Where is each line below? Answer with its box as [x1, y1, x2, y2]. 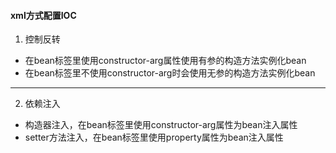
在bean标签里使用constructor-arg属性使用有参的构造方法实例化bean [24, 55, 307, 67]
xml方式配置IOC [10, 9, 77, 21]
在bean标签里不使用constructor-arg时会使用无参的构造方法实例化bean [24, 67, 316, 79]
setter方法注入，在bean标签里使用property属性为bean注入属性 [24, 131, 284, 144]
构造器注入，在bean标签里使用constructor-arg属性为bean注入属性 [24, 119, 298, 131]
